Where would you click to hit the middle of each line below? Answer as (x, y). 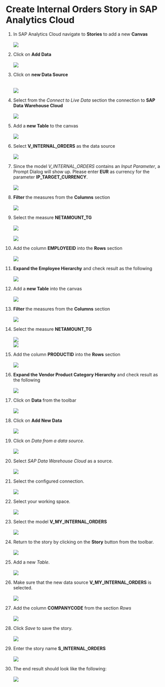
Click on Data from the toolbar (45, 400)
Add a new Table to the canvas (46, 125)
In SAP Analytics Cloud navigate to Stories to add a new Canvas (80, 34)
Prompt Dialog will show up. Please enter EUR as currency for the (81, 171)
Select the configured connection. (49, 481)
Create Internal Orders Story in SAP (82, 9)
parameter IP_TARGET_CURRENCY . (50, 177)
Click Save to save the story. (43, 628)
